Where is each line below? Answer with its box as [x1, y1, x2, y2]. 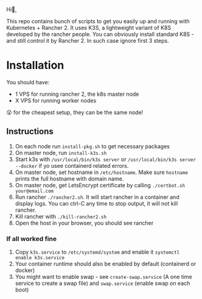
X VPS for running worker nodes [15, 96, 97, 104]
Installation [6, 59, 64, 73]
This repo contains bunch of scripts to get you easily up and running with [6, 18, 190, 24]
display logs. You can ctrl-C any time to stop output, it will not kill [15, 200, 178, 207]
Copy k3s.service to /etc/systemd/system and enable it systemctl [15, 248, 180, 256]
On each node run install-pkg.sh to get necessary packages [15, 142, 170, 149]
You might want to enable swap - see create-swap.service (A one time [15, 273, 193, 281]
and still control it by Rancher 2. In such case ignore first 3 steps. [6, 37, 169, 44]
